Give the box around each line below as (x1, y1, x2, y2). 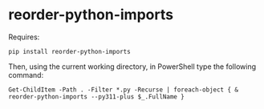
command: (8, 70, 44, 79)
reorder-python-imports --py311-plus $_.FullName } (8, 92, 185, 101)
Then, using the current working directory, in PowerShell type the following (8, 62, 257, 71)
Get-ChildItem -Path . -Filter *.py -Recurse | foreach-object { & (8, 86, 239, 94)
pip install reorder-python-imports (8, 47, 131, 55)
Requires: (8, 32, 40, 42)
